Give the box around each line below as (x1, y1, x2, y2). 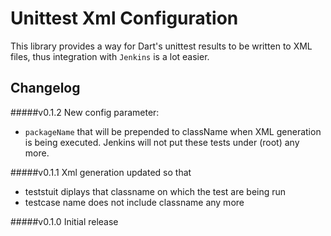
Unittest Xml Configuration (10, 7, 239, 30)
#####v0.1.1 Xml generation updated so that (10, 166, 192, 178)
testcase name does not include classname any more (24, 196, 245, 208)
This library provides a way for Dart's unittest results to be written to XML (10, 40, 313, 52)
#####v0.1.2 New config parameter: (10, 106, 160, 118)
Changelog (10, 80, 81, 97)
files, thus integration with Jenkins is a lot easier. (10, 50, 210, 62)
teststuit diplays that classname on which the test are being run (24, 185, 287, 197)
